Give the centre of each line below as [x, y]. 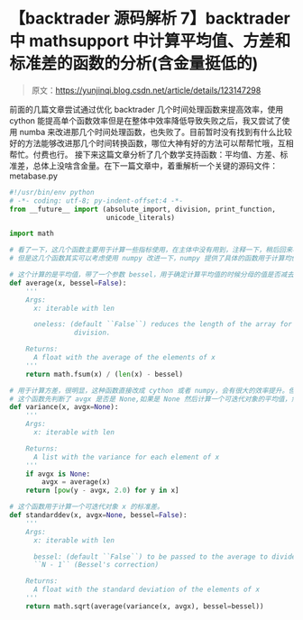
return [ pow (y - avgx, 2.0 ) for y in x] [102, 491]
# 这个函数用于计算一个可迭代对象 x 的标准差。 [87, 507]
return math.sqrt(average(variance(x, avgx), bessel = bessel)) [145, 606]
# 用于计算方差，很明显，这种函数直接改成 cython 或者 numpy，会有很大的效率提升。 [149, 390]
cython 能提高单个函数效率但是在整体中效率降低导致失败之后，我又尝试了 [146, 120]
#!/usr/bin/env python [52, 192]
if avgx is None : [58, 474]
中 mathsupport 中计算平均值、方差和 [150, 41]
